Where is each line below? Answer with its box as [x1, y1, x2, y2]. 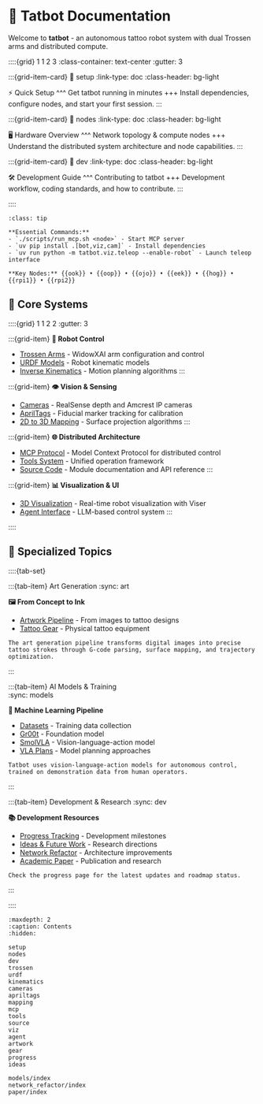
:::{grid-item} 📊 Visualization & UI [8, 480, 120, 489]
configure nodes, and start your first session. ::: [8, 99, 163, 109]
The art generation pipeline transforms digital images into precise [8, 638, 242, 647]
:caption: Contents [8, 922, 72, 931]
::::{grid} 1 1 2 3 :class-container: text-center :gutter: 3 [8, 57, 183, 66]
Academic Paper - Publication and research [19, 856, 161, 865]
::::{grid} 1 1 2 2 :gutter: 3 [8, 318, 88, 328]
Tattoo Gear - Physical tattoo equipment [19, 623, 150, 633]
